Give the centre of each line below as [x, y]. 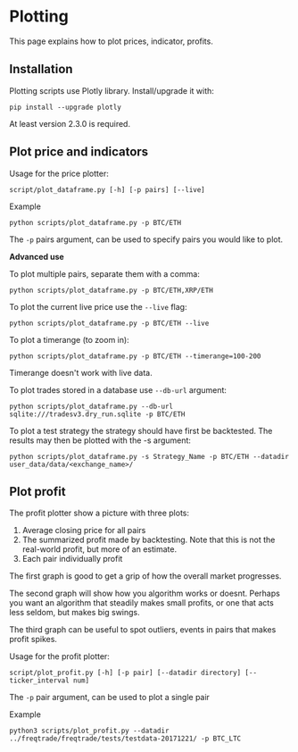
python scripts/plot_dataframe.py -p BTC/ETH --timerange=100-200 [135, 356]
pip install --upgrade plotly [66, 107]
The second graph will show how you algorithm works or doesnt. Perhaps [145, 593]
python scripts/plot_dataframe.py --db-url [91, 406]
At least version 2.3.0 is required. [70, 123]
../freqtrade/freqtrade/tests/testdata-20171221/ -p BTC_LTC [125, 739]
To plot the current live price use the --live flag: [98, 306]
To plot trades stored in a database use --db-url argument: [118, 389]
